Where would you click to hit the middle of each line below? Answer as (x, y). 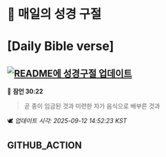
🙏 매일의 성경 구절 (54, 14)
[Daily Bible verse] (61, 46)
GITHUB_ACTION (45, 145)
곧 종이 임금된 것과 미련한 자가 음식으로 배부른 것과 (92, 106)
